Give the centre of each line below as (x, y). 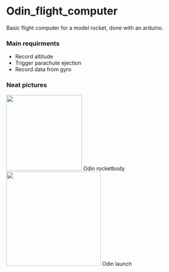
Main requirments (33, 43)
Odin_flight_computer (62, 11)
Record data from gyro (43, 69)
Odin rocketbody (104, 168)
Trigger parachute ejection (48, 63)
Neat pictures (27, 85)
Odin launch (117, 264)
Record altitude (34, 57)
